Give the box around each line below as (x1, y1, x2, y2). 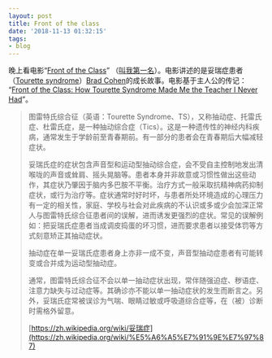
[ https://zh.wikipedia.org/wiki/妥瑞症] (28, 323, 153, 334)
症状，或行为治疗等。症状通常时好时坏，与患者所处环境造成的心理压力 (28, 190, 264, 200)
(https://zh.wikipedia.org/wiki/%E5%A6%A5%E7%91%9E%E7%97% (28, 333, 260, 343)
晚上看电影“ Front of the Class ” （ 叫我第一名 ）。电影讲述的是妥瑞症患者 (8, 66, 244, 76)
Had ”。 (8, 94, 33, 104)
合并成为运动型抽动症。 (42, 258, 122, 268)
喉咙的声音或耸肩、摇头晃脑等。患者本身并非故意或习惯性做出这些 (28, 170, 249, 180)
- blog (8, 42, 31, 50)
